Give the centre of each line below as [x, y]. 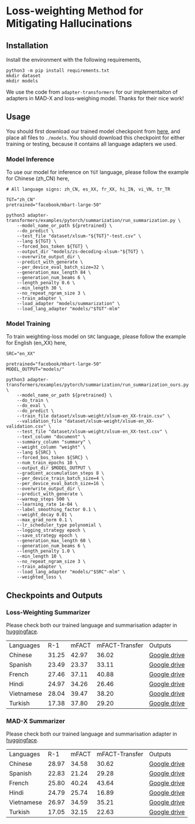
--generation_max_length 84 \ [54, 272]
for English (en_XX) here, [36, 343]
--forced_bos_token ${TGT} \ [53, 247]
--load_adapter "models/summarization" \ [68, 304]
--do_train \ [33, 401]
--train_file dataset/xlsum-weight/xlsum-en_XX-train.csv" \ [93, 416]
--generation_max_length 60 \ [54, 541]
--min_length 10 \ [39, 556]
